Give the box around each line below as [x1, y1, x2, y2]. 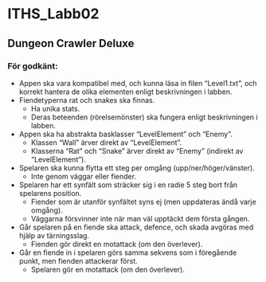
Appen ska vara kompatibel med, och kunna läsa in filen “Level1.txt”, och [18, 78, 257, 88]
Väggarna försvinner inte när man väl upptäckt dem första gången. [30, 213, 250, 223]
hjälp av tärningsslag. [18, 230, 89, 240]
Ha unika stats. [30, 104, 80, 113]
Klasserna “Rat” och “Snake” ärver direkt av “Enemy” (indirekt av [30, 146, 244, 155]
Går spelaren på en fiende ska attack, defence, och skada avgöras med [18, 222, 254, 232]
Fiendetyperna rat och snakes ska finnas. [18, 95, 155, 104]
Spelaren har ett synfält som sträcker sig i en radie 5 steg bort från [18, 180, 238, 190]
